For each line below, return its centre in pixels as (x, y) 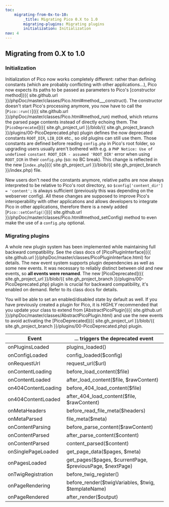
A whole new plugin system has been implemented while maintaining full (80, 246)
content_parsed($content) (98, 443)
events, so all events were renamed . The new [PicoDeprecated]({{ (74, 273)
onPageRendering (29, 485)
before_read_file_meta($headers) (106, 410)
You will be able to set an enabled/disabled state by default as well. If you (81, 299)
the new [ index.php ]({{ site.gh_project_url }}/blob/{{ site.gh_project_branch (83, 165)
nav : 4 (12, 33)
